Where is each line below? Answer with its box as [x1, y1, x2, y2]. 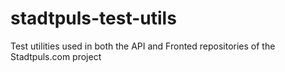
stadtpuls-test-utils [10, 7, 177, 30]
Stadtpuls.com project [10, 50, 102, 62]
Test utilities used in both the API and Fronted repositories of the [10, 40, 276, 52]
